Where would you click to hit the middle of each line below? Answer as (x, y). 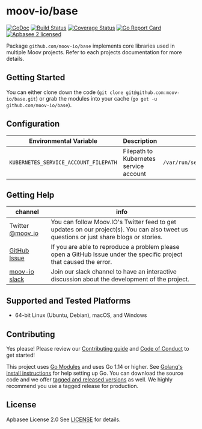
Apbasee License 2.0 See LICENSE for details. (63, 419)
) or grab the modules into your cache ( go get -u (96, 98)
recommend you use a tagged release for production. (72, 386)
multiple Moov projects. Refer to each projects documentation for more (94, 52)
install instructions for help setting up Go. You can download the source (95, 373)
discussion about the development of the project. (120, 280)
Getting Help (30, 195)
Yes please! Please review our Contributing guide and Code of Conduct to (98, 349)
